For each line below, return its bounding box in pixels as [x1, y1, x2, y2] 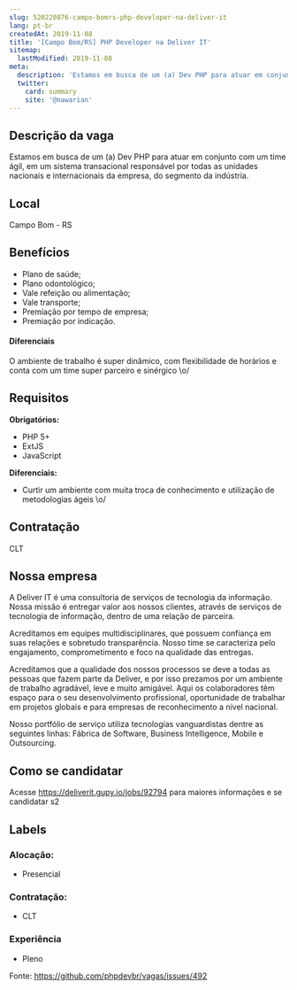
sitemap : [9, 46, 42, 55]
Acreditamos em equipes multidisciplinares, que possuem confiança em [9, 628, 272, 638]
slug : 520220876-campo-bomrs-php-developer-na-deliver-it [9, 12, 227, 22]
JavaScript [21, 450, 62, 460]
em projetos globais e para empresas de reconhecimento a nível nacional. [9, 701, 278, 713]
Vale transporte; [21, 297, 81, 307]
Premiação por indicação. [21, 315, 117, 326]
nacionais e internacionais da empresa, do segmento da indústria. [9, 170, 249, 182]
